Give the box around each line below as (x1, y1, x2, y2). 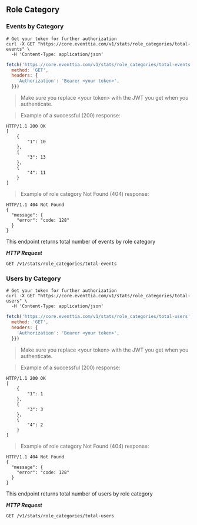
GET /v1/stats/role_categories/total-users (6, 513, 115, 519)
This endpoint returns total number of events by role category (6, 238, 156, 245)
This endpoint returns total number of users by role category (6, 490, 153, 497)
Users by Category (6, 274, 61, 283)
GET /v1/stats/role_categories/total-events (6, 261, 117, 267)
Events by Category (6, 22, 64, 31)
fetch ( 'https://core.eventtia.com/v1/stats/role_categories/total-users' (6, 314, 191, 320)
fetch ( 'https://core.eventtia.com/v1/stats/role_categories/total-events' (6, 61, 193, 67)
